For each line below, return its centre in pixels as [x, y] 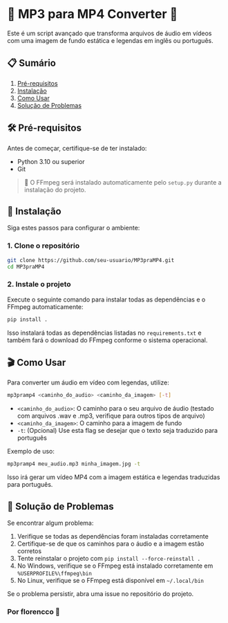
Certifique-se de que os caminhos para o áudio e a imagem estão [111, 543]
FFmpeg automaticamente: [46, 306]
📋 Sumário [32, 63]
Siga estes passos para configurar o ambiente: [74, 228]
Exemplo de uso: [31, 452]
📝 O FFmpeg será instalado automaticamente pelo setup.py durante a [123, 182]
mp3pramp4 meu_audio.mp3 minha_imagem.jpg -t [74, 464]
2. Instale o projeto [39, 284]
